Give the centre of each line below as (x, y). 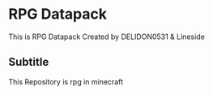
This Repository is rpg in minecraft (66, 81)
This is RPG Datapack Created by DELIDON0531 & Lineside (106, 37)
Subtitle (29, 62)
